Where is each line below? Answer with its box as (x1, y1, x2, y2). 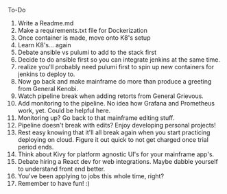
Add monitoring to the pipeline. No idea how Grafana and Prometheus (17, 99, 215, 107)
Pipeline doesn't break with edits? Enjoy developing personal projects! (17, 121, 217, 129)
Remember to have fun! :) (17, 180, 90, 187)
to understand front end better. (17, 165, 106, 173)
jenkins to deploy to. (17, 70, 75, 78)
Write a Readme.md (17, 19, 74, 27)
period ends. (17, 143, 54, 151)
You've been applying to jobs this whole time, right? (17, 172, 164, 180)
